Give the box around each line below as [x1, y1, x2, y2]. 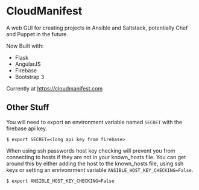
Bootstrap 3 [14, 73, 45, 80]
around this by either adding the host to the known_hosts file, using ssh [6, 160, 184, 167]
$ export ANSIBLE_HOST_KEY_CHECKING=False [6, 178, 115, 184]
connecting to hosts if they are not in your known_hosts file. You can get [6, 153, 186, 160]
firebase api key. [6, 125, 48, 132]
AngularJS [14, 60, 41, 68]
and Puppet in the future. [6, 30, 68, 37]
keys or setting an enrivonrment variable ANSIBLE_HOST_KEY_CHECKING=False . [6, 166, 194, 173]
